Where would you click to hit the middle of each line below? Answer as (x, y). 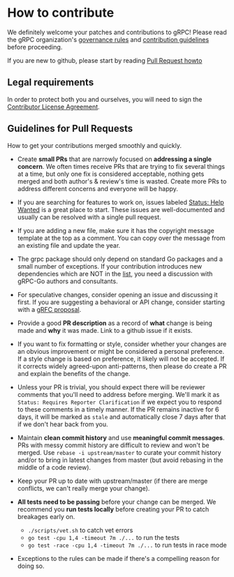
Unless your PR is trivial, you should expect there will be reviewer (111, 387)
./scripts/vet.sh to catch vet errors (80, 530)
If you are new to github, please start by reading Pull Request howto (105, 60)
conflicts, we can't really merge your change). (83, 488)
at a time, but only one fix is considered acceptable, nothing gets (111, 174)
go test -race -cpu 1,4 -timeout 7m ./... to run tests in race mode (127, 545)
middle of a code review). (54, 467)
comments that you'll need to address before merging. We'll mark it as (118, 394)
